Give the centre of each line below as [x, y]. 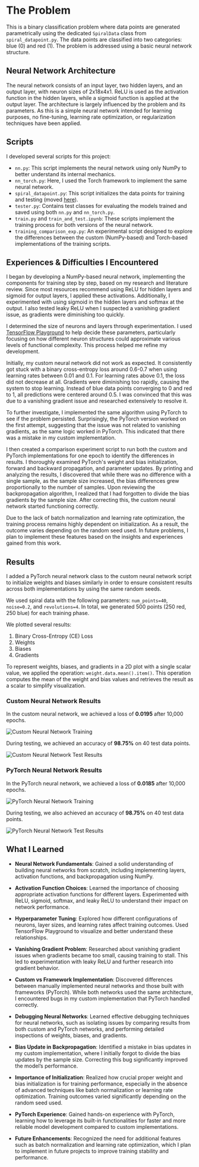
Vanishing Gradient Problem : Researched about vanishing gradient [97, 949]
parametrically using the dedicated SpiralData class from [76, 33]
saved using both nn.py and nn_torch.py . [64, 212]
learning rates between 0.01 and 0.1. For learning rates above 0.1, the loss [96, 376]
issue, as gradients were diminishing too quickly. [66, 315]
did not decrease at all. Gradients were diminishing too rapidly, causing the [97, 382]
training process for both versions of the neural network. [84, 224]
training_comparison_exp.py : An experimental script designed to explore [104, 231]
